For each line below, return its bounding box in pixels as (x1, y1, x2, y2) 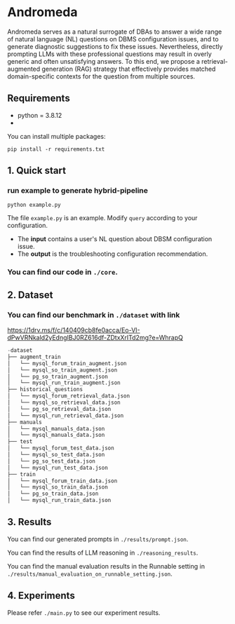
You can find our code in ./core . (7, 267, 118, 277)
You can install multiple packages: (7, 132, 106, 140)
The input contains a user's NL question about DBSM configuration (17, 235, 213, 243)
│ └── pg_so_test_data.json (7, 457, 96, 465)
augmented (7, 65, 41, 73)
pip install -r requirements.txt (7, 145, 105, 153)
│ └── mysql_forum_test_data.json (7, 445, 114, 452)
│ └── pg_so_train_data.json (7, 490, 99, 498)
